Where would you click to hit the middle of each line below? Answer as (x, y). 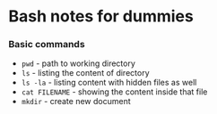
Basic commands (47, 45)
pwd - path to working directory (78, 63)
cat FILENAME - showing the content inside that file (114, 92)
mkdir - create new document (76, 102)
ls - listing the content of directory (85, 73)
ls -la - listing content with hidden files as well (109, 83)
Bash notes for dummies (101, 16)
